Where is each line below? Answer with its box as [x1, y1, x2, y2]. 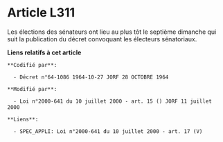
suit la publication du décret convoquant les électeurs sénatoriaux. [7, 34, 197, 43]
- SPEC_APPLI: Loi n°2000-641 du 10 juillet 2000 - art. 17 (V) [13, 128, 203, 135]
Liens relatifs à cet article [7, 48, 82, 57]
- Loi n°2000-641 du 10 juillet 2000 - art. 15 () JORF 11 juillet [13, 98, 213, 105]
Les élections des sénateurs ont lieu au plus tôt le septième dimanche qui [7, 28, 217, 36]
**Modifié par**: [7, 85, 57, 92]
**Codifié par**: [7, 61, 57, 68]
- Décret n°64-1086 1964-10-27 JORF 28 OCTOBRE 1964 [13, 74, 169, 81]
